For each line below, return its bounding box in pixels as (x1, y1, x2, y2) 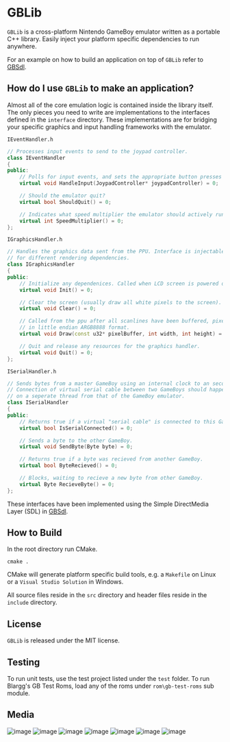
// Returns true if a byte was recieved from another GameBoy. (19, 456, 204, 463)
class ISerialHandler (7, 399, 69, 406)
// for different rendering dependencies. (7, 255, 130, 262)
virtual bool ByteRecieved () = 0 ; (19, 462, 118, 469)
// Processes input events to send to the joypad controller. (7, 148, 188, 155)
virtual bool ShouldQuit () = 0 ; (19, 198, 112, 205)
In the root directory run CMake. (7, 545, 98, 553)
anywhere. (7, 42, 37, 50)
